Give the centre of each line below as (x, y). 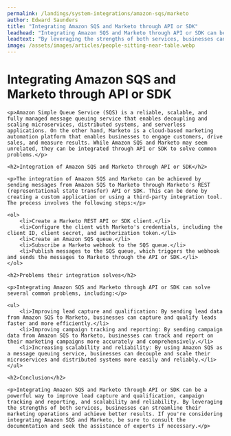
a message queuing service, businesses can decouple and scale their (109, 353)
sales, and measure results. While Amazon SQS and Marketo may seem (107, 143)
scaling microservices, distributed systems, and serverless (97, 125)
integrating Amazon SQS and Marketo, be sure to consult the (97, 420)
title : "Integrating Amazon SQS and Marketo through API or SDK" (102, 26)
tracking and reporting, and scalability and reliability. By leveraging (115, 402)
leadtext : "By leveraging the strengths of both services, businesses (110, 39)
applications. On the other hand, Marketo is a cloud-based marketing (110, 131)
